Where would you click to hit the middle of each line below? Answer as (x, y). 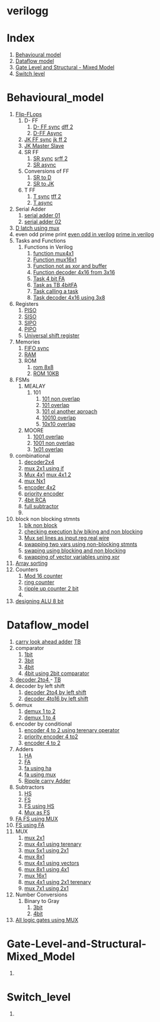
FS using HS (39, 806)
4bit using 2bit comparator (57, 673)
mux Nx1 (35, 481)
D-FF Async (48, 133)
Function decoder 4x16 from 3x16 (74, 273)
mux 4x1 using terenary (53, 844)
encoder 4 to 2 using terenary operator (72, 730)
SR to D (42, 177)
